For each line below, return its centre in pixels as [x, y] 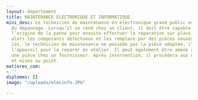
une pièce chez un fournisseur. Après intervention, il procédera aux [100, 55]
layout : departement [32, 11]
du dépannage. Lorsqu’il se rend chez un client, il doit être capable [101, 28]
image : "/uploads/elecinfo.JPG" [46, 83]
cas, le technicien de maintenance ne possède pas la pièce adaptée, [98, 45]
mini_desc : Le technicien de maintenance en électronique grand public [96, 22]
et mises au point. [35, 61]
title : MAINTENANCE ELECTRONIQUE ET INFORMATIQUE [68, 17]
